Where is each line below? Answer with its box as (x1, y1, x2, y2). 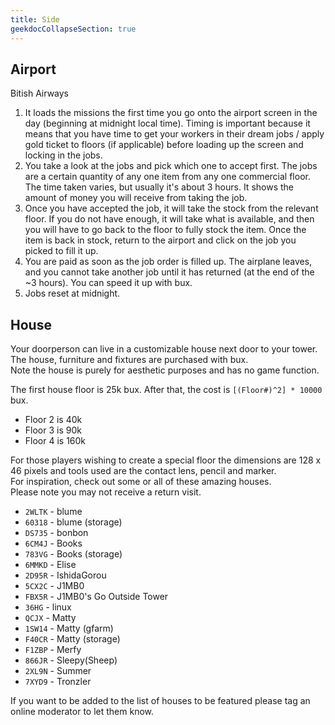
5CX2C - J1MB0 (24, 580, 85, 592)
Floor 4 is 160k (24, 435, 87, 447)
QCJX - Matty (24, 612, 77, 624)
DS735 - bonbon (24, 527, 89, 539)
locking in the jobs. (24, 149, 103, 161)
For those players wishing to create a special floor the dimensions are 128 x (10, 454, 322, 466)
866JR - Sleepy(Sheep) (24, 654, 118, 666)
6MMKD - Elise (24, 559, 77, 571)
